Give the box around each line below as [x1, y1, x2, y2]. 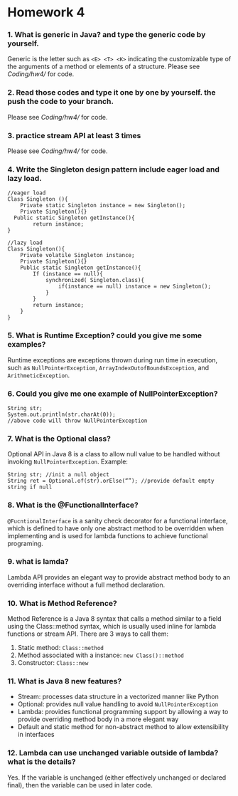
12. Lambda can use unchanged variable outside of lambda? [7, 748, 219, 758]
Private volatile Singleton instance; [20, 252, 135, 259]
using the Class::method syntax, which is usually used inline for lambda [7, 622, 217, 631]
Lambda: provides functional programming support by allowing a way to [17, 708, 229, 716]
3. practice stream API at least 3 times [7, 130, 141, 140]
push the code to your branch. [7, 97, 114, 107]
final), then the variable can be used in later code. [7, 780, 153, 789]
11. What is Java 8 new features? [7, 676, 122, 686]
